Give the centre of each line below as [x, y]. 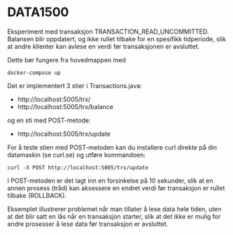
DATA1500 [38, 12]
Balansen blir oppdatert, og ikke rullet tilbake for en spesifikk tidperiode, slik [116, 38]
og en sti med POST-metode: [49, 120]
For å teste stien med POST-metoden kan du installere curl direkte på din [112, 147]
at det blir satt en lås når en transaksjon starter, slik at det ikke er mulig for [114, 216]
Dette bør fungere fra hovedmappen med [66, 59]
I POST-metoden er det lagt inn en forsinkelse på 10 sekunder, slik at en [110, 180]
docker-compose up [34, 73]
